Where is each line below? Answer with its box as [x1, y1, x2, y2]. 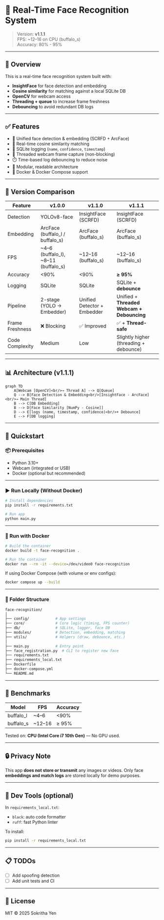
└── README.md [5, 671, 34, 676]
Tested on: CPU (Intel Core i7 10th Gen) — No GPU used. [5, 733, 121, 739]
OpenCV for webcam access [12, 93, 71, 99]
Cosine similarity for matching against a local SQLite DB [12, 88, 126, 94]
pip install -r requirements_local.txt [5, 838, 86, 843]
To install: [5, 829, 24, 835]
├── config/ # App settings [5, 616, 86, 621]
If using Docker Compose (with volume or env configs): [5, 570, 117, 576]
